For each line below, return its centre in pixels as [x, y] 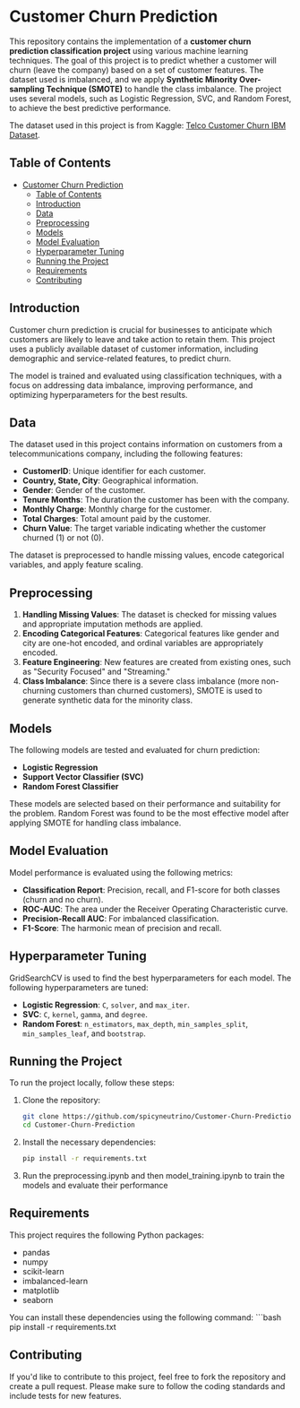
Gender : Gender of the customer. [84, 490]
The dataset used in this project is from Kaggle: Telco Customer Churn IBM [148, 125]
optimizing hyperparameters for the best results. [99, 394]
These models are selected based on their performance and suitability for [145, 803]
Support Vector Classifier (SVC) [83, 777]
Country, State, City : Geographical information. [110, 480]
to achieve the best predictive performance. [90, 108]
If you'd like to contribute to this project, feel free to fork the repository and [148, 1377]
